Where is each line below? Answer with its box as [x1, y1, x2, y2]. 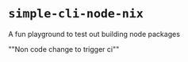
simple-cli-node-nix [8, 6, 144, 21]
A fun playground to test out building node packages [8, 29, 181, 38]
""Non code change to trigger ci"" [8, 44, 120, 53]
